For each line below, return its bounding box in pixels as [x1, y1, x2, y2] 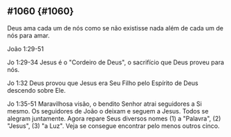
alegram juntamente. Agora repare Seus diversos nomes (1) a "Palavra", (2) [7, 114, 221, 122]
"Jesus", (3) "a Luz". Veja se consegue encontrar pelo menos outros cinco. [7, 121, 220, 130]
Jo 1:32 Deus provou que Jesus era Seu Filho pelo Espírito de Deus [7, 79, 198, 87]
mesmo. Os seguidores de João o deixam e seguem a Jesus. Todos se [7, 107, 209, 115]
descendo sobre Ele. [7, 86, 66, 94]
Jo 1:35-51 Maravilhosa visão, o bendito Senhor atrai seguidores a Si [7, 100, 202, 108]
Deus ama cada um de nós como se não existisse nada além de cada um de [7, 24, 223, 32]
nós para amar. [7, 31, 50, 39]
